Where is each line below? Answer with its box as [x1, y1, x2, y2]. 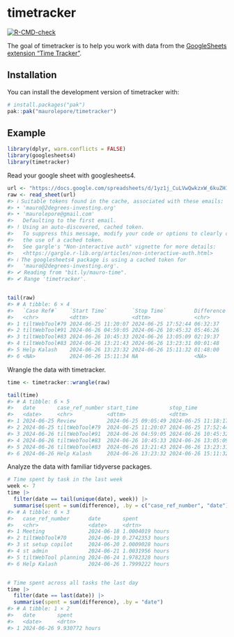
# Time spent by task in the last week [7, 476, 123, 483]
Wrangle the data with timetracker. [7, 365, 107, 374]
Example [7, 127, 46, 139]
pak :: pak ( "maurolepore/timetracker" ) [7, 108, 117, 115]
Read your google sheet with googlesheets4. [7, 171, 136, 180]
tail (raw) [7, 295, 36, 302]
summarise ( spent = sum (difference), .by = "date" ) [13, 599, 164, 606]
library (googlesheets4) [7, 152, 77, 159]
